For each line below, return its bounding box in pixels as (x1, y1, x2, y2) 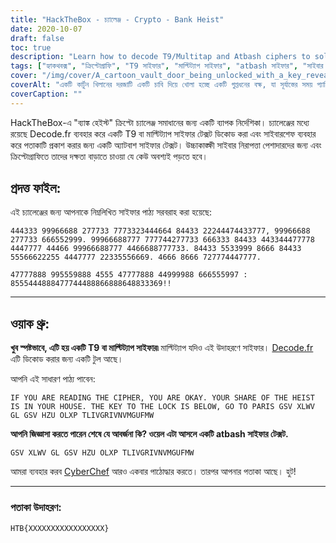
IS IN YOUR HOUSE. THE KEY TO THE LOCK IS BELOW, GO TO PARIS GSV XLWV (10, 402, 315, 412)
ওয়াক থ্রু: (10, 315, 50, 332)
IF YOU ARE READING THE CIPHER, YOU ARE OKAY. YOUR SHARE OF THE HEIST (10, 393, 315, 403)
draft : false (10, 33, 65, 43)
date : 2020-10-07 (10, 24, 83, 34)
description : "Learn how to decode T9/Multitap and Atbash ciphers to (10, 52, 311, 62)
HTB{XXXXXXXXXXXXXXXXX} (10, 523, 110, 533)
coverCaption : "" (10, 89, 83, 99)
